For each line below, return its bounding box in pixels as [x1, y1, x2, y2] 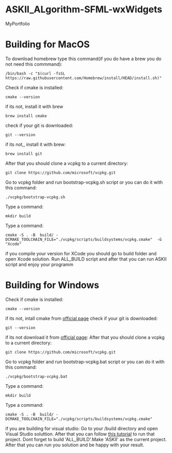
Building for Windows [5, 279, 99, 291]
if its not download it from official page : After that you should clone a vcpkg [5, 334, 165, 340]
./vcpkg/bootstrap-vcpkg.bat [5, 374, 68, 379]
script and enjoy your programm [5, 261, 73, 268]
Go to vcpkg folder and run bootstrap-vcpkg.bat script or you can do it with [5, 358, 165, 365]
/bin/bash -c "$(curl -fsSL [5, 71, 66, 76]
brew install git [5, 151, 43, 156]
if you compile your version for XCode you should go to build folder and [5, 250, 157, 256]
